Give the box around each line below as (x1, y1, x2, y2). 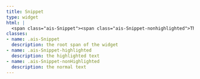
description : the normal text (11, 64, 86, 70)
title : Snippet (6, 8, 44, 15)
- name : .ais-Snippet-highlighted (6, 48, 92, 53)
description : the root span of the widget (11, 42, 118, 48)
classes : (6, 31, 28, 37)
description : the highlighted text (11, 53, 100, 59)
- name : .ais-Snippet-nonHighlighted (6, 58, 100, 64)
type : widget (6, 14, 39, 20)
